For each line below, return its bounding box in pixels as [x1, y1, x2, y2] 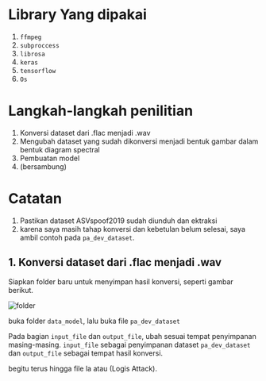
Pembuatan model [19, 153, 80, 163]
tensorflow [19, 67, 56, 75]
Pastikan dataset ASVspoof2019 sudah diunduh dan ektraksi [19, 216, 218, 225]
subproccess [19, 41, 60, 49]
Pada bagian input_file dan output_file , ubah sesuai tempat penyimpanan [8, 331, 256, 341]
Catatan [8, 190, 62, 208]
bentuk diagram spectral [19, 144, 101, 154]
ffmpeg [19, 33, 42, 41]
